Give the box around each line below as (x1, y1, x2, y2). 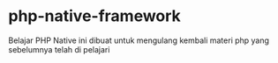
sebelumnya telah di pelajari (8, 44, 110, 54)
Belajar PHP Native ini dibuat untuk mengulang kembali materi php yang (8, 35, 270, 45)
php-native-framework (8, 6, 182, 26)
